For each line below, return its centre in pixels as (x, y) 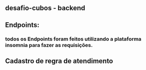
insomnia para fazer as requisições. (49, 45)
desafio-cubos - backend (45, 8)
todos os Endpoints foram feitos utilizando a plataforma (73, 39)
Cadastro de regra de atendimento (59, 61)
